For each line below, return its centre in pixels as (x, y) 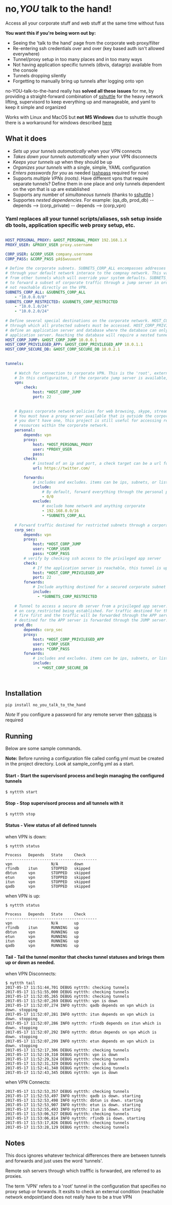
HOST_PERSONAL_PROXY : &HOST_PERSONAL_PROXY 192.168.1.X (66, 240)
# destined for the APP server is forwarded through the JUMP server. (91, 620)
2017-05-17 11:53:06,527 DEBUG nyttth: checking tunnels (67, 1114)
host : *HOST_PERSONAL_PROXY (63, 444)
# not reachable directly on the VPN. (47, 287)
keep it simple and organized (36, 107)
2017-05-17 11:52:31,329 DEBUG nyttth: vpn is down (61, 1064)
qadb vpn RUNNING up (42, 945)
